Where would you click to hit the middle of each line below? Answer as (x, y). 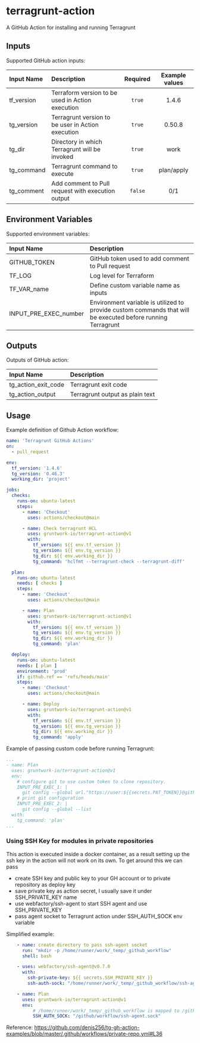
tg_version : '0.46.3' (38, 474)
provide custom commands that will (139, 309)
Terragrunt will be (76, 149)
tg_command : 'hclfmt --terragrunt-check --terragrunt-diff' (109, 561)
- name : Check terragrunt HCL (59, 528)
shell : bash (37, 956)
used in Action (71, 100)
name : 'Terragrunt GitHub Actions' (50, 441)
